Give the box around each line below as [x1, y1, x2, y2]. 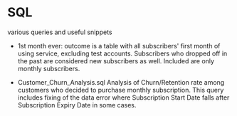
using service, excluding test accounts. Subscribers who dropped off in [17, 49, 228, 58]
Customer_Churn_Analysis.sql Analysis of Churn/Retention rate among [17, 78, 225, 86]
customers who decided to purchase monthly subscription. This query [17, 85, 224, 94]
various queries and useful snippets [7, 28, 112, 36]
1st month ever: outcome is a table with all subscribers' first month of [17, 41, 221, 50]
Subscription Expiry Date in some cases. [17, 100, 137, 109]
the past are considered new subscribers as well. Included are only [17, 56, 215, 65]
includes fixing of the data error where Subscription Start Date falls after [17, 93, 230, 102]
